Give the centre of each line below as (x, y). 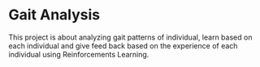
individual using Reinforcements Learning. (79, 54)
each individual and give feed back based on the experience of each (123, 45)
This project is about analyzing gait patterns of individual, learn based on (130, 37)
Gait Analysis (54, 15)
